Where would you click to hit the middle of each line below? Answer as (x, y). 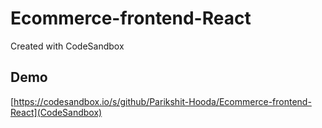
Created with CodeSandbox (67, 46)
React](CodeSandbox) (56, 112)
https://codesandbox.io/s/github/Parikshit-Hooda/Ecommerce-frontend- (162, 101)
